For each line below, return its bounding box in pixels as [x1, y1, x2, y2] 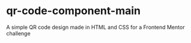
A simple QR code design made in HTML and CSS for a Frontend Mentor [6, 24, 185, 31]
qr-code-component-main [6, 4, 141, 18]
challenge [6, 29, 31, 37]
